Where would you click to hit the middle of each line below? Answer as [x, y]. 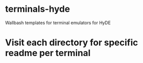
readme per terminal [48, 53]
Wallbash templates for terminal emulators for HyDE [58, 23]
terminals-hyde [38, 9]
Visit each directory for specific [72, 43]
